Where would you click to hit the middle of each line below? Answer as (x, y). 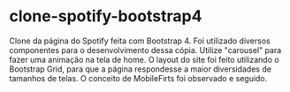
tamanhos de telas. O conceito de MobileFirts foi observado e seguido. (138, 78)
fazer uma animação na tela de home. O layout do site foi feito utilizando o (145, 59)
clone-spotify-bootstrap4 (106, 16)
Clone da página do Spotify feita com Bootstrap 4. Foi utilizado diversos (140, 41)
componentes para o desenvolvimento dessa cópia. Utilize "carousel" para (145, 50)
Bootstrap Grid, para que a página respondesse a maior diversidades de (141, 69)
